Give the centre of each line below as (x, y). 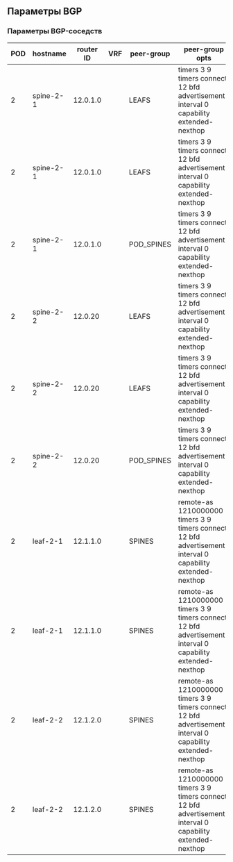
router (87, 49)
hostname (50, 53)
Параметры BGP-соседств (55, 31)
